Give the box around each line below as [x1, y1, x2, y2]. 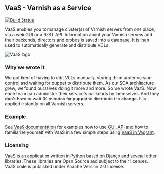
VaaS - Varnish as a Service [5, 4, 92, 12]
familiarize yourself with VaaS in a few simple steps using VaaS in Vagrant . [5, 129, 155, 135]
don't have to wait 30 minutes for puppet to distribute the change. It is [5, 96, 146, 102]
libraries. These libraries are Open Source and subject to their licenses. [5, 158, 148, 164]
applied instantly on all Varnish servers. [5, 101, 85, 107]
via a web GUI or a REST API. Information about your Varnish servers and [5, 31, 153, 37]
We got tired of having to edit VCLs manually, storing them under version [5, 75, 152, 81]
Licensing [5, 142, 29, 149]
